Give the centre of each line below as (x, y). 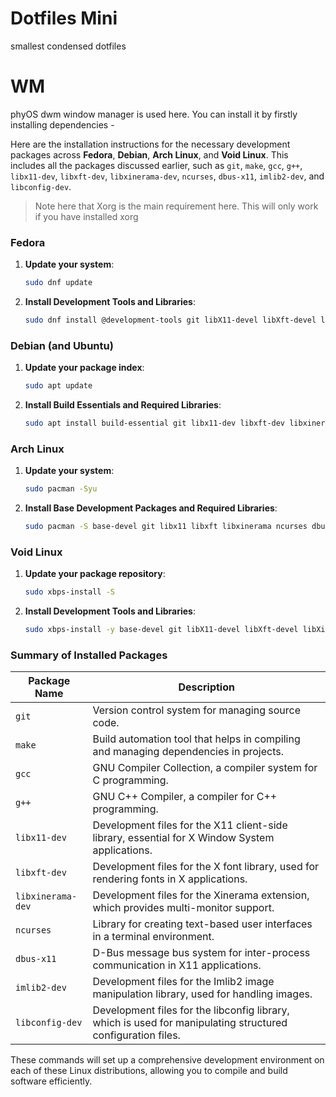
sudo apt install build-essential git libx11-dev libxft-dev (155, 423)
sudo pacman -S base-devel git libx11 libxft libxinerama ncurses (166, 527)
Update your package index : (84, 368)
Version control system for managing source (197, 710)
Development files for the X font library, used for (206, 867)
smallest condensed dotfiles (68, 46)
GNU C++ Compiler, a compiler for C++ (185, 797)
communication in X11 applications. (177, 965)
